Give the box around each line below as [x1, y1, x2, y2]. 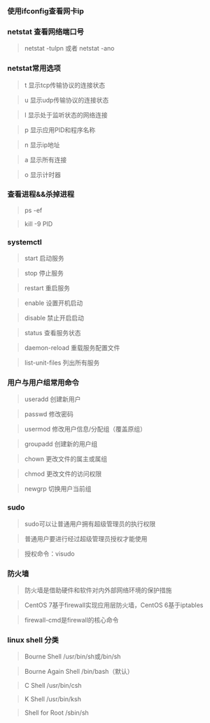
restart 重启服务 [24, 284, 70, 292]
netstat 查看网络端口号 [7, 27, 84, 37]
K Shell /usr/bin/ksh [24, 695, 82, 703]
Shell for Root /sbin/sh [24, 708, 89, 717]
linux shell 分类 [7, 634, 59, 644]
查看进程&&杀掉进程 [7, 190, 75, 200]
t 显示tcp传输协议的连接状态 [24, 81, 106, 89]
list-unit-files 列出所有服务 [24, 358, 100, 367]
